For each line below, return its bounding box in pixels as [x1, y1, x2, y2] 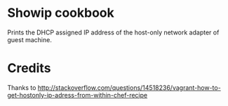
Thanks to [7, 83, 36, 92]
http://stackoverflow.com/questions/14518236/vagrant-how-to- [37, 83, 221, 92]
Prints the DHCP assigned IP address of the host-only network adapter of [7, 28, 220, 37]
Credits [7, 60, 51, 77]
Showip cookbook [7, 5, 114, 21]
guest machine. [7, 35, 53, 44]
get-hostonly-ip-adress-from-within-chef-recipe [7, 91, 148, 99]
